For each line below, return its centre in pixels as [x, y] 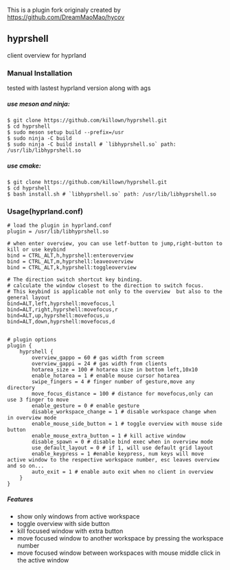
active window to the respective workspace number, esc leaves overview [113, 460]
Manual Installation [40, 73]
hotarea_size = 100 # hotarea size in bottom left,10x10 [115, 370]
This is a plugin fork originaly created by [64, 10]
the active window [43, 560]
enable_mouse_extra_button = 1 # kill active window [109, 436]
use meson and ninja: [38, 104]
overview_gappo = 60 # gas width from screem [98, 358]
